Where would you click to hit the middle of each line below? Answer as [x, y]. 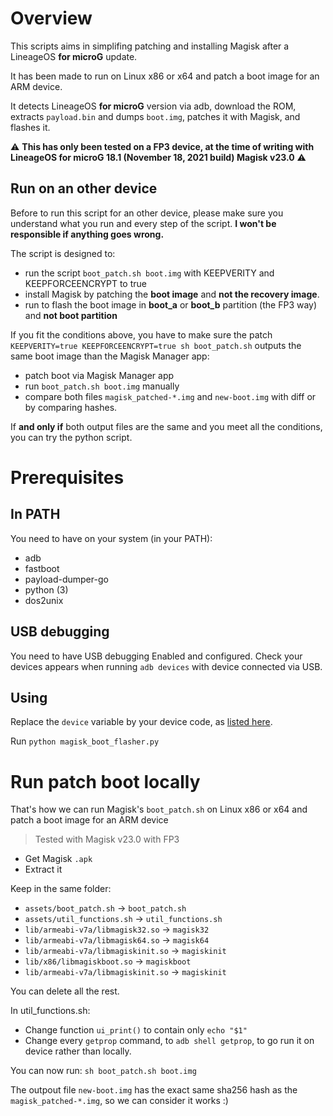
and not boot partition [71, 315]
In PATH [35, 514]
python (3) [46, 589]
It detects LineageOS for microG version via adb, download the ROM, [153, 106]
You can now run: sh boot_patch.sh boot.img [103, 1071]
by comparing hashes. [71, 407]
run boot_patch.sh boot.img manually [102, 386]
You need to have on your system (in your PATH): [111, 538]
